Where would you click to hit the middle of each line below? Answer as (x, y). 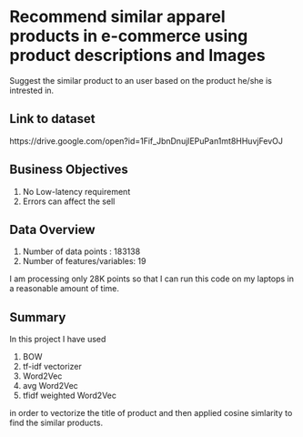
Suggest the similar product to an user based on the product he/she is (141, 80)
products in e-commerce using (129, 36)
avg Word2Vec (50, 386)
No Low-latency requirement (76, 191)
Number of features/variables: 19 (84, 261)
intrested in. (32, 90)
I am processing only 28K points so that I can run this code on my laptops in (151, 279)
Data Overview (52, 229)
